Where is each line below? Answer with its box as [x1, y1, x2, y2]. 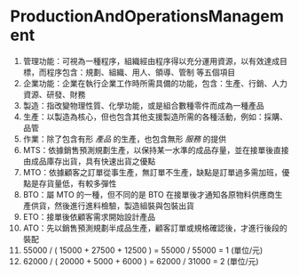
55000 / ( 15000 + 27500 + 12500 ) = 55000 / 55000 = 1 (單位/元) [22, 245, 264, 255]
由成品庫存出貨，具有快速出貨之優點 [22, 156, 156, 166]
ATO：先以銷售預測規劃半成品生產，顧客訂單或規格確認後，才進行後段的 [22, 222, 287, 233]
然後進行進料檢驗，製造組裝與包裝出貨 [53, 200, 194, 211]
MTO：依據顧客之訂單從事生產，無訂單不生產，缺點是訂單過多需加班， [22, 166, 282, 177]
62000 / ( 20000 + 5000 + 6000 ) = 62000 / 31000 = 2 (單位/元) [22, 255, 260, 266]
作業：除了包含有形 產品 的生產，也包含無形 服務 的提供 [22, 133, 227, 144]
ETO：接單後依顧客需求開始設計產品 [22, 211, 156, 222]
